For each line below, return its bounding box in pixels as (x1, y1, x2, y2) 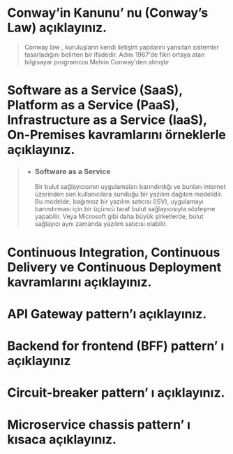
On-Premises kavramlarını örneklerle (7, 127, 227, 143)
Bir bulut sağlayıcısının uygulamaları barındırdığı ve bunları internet (34, 183, 226, 191)
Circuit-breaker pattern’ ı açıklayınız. (7, 385, 225, 401)
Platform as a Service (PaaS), (7, 97, 179, 113)
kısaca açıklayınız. (7, 432, 117, 448)
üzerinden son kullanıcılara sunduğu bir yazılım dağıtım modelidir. (34, 190, 223, 199)
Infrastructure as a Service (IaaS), (7, 112, 207, 128)
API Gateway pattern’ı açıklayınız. (7, 306, 207, 322)
